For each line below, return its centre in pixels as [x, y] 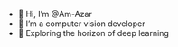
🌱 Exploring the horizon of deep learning [93, 33]
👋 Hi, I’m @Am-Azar [55, 14]
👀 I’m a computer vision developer [82, 23]
